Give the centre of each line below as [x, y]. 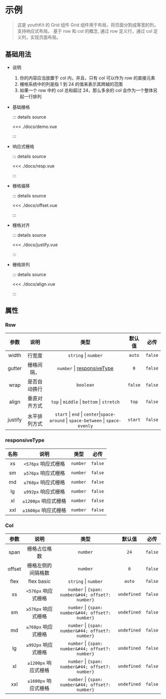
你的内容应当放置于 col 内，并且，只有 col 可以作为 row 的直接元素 [87, 78]
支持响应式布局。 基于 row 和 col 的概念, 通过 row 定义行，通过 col [85, 31]
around [57, 421]
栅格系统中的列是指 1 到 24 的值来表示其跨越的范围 [71, 84]
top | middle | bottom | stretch [85, 402]
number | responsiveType [85, 369]
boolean [85, 385]
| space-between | [85, 421]
